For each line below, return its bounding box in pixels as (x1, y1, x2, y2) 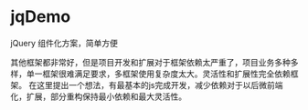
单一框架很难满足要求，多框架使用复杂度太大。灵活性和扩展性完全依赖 (26, 68, 291, 79)
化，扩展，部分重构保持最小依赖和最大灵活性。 (10, 91, 186, 102)
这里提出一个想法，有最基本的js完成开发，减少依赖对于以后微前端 (36, 79, 283, 90)
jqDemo (10, 6, 71, 27)
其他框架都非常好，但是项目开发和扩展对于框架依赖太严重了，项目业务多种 (10, 56, 291, 67)
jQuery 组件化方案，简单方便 (10, 37, 118, 48)
